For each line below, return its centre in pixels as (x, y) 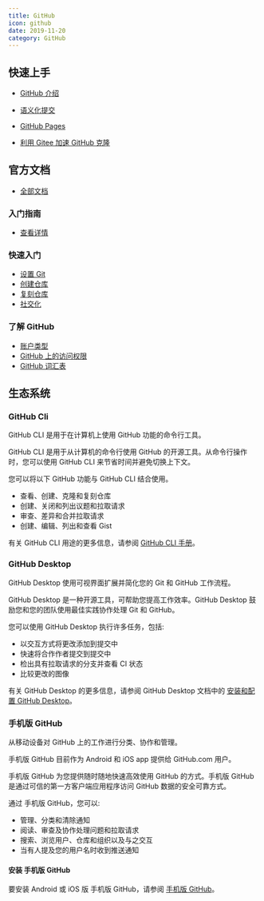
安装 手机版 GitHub (39, 870)
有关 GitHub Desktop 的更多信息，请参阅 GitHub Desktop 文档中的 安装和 (128, 690)
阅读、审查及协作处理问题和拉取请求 (79, 830)
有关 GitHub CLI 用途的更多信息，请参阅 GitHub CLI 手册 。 (104, 543)
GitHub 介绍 (39, 94)
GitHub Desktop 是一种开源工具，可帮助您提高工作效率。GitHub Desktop (128, 600)
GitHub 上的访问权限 (53, 356)
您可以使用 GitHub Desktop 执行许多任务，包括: (87, 626)
